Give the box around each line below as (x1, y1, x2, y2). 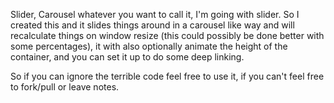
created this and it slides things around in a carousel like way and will (10, 19, 295, 31)
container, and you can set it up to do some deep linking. (10, 51, 245, 63)
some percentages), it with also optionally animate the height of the (10, 40, 288, 52)
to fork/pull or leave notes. (10, 81, 120, 93)
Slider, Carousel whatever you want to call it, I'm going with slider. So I (10, 9, 300, 20)
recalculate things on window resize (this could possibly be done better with (10, 30, 325, 41)
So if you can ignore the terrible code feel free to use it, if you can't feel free (10, 70, 325, 82)
